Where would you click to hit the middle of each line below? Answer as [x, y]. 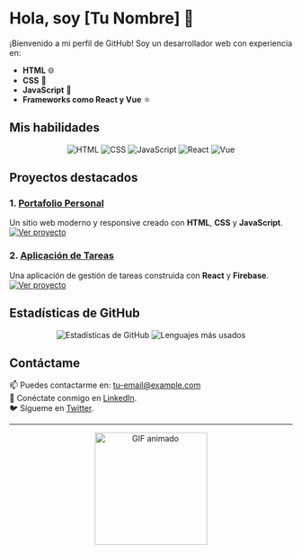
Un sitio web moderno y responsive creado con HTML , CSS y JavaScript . [146, 223]
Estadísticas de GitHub [75, 313]
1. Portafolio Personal [57, 203]
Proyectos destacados [74, 178]
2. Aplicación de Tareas [62, 255]
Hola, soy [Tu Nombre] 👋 [102, 18]
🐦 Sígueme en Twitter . [52, 408]
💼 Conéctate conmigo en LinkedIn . [73, 398]
